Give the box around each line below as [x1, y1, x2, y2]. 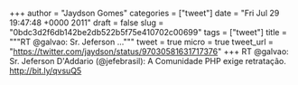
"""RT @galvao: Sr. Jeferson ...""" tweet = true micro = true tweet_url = [9, 36, 274, 47]
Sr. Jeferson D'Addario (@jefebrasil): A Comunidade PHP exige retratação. [9, 56, 286, 66]
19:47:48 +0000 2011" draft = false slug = [9, 17, 164, 28]
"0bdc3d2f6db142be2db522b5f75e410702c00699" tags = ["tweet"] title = [9, 27, 287, 37]
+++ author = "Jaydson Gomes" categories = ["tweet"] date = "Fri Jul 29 [9, 8, 280, 18]
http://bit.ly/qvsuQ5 [9, 65, 82, 76]
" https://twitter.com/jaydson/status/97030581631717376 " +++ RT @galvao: [9, 46, 289, 57]
